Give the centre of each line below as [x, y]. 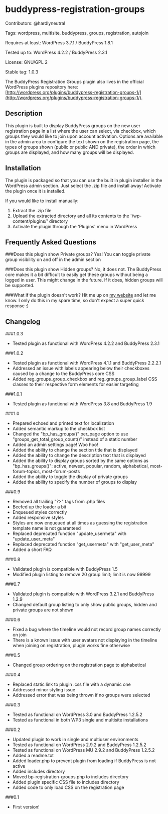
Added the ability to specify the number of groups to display [74, 482]
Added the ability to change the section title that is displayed [75, 450]
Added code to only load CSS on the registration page [68, 787]
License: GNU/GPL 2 [26, 62]
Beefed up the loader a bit [39, 507]
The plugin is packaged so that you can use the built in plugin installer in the [84, 180]
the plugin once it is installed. [35, 191]
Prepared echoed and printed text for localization [63, 423]
